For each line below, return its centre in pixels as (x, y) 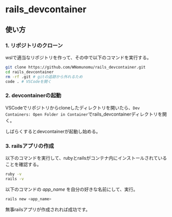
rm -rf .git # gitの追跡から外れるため (44, 77)
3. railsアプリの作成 (30, 146)
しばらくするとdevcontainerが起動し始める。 (53, 131)
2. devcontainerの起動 (33, 96)
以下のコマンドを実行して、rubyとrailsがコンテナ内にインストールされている (86, 158)
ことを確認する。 (23, 164)
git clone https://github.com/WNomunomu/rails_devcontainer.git (75, 67)
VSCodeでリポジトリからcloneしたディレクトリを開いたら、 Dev (73, 107)
